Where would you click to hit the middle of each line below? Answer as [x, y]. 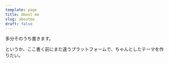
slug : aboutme [20, 19]
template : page [21, 10]
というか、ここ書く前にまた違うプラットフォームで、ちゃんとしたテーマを [82, 49]
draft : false [19, 24]
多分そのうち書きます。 [30, 38]
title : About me [22, 14]
